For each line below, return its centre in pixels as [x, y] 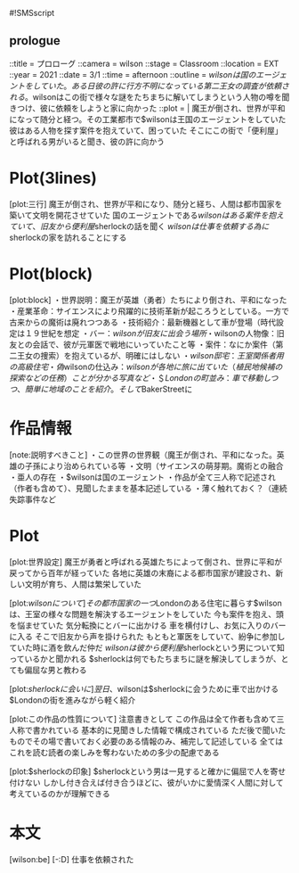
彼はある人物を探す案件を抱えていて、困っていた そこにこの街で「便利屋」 [146, 130]
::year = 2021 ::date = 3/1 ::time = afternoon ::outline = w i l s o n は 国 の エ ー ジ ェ [148, 74]
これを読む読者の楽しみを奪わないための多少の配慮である [114, 752]
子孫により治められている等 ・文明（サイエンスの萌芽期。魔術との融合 [154, 465]
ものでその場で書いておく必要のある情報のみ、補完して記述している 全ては [146, 741]
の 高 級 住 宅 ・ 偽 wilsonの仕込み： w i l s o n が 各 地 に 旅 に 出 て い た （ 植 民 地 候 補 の [146, 366]
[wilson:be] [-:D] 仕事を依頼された [72, 859]
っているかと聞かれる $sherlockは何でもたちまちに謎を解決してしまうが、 [145, 658]
